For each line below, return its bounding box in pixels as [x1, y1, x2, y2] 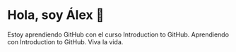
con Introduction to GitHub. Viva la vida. [7, 37, 124, 46]
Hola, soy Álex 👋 [7, 7, 105, 23]
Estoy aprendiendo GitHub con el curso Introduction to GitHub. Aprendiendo [7, 30, 230, 39]
